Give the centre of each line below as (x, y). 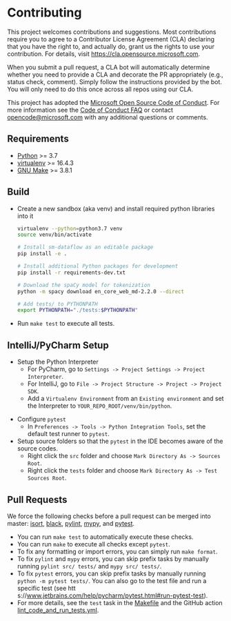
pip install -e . (42, 254)
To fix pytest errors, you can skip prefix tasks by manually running (111, 573)
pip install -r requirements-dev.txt (71, 273)
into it (25, 216)
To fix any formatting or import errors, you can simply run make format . (117, 551)
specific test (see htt (46, 588)
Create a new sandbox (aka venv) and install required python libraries (116, 208)
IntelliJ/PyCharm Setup (58, 345)
